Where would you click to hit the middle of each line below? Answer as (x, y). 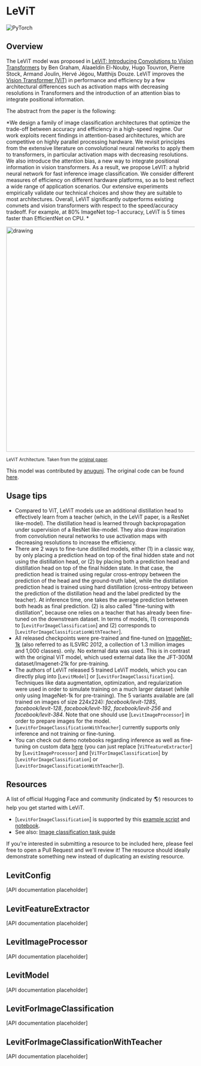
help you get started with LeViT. (45, 808)
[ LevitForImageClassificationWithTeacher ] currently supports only (97, 727)
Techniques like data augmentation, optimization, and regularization (98, 682)
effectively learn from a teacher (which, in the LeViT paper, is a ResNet (102, 517)
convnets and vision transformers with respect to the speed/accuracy (92, 205)
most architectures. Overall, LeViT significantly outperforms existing (90, 199)
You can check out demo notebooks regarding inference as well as (97, 740)
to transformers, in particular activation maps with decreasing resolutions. (97, 154)
